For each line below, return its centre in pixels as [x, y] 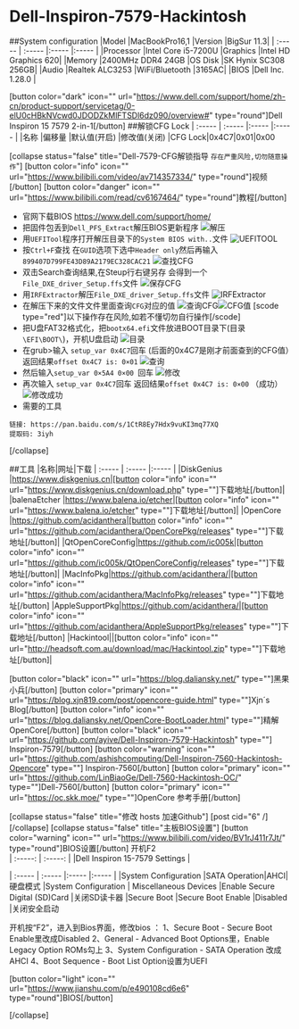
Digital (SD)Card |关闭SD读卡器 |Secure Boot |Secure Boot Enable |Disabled [148, 897]
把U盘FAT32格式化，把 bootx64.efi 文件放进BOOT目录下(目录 [133, 328]
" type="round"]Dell [246, 115]
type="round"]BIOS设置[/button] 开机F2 [83, 848]
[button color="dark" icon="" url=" [73, 96]
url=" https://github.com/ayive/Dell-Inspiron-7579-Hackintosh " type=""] [141, 739]
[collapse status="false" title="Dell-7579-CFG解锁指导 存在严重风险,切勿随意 [145, 156]
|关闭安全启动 [34, 909]
